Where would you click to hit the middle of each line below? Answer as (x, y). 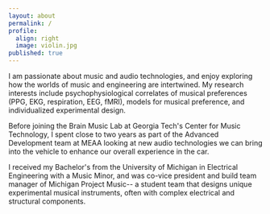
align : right (37, 38)
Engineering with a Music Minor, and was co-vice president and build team (133, 175)
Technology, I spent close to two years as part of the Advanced (114, 134)
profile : (23, 31)
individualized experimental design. (67, 110)
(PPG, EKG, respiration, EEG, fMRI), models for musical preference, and (127, 102)
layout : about (32, 16)
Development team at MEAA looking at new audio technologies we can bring (135, 143)
